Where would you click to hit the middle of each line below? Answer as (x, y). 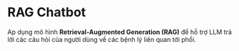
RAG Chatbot (47, 12)
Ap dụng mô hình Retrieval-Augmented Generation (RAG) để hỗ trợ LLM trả (119, 32)
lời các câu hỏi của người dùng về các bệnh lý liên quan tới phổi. (102, 39)
